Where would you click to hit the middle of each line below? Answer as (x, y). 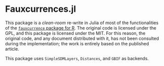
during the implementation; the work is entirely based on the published (77, 43)
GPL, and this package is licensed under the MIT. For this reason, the (75, 33)
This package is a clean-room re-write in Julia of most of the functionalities (82, 23)
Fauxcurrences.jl (41, 9)
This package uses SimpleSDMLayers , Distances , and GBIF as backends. (77, 58)
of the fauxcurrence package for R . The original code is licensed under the (81, 28)
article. (12, 49)
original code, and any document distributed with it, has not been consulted (82, 38)
